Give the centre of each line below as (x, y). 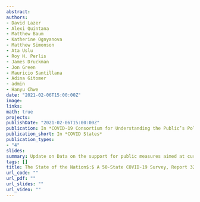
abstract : (18, 12)
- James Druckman (28, 62)
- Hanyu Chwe (22, 90)
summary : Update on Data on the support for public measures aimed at (96, 156)
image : (14, 100)
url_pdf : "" (21, 179)
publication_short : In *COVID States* (54, 134)
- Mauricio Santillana (34, 73)
